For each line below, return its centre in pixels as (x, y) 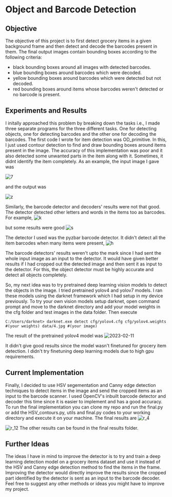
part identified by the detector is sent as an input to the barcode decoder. (83, 478)
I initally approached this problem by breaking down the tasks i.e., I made (83, 123)
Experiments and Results (46, 111)
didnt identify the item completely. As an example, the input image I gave (82, 161)
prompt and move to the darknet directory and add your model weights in (83, 307)
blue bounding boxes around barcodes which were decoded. (77, 73)
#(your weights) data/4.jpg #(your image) (51, 326)
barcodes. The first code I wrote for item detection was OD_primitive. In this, (86, 139)
